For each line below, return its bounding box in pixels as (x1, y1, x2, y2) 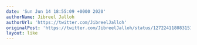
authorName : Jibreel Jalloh (6, 14, 75, 20)
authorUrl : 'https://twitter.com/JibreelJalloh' (6, 19, 127, 25)
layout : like (6, 30, 38, 36)
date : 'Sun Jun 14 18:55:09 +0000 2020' (6, 8, 107, 15)
